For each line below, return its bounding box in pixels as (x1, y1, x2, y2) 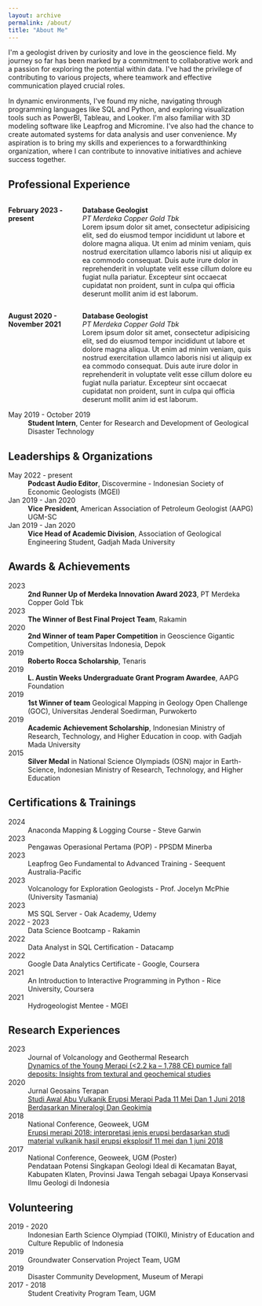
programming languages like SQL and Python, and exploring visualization (8, 105, 245, 114)
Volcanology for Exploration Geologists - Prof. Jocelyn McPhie (27, 884, 230, 893)
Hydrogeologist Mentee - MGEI (27, 1001, 129, 1010)
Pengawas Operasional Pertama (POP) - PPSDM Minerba (27, 842, 213, 851)
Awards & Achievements (8, 560, 131, 574)
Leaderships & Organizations (8, 449, 153, 463)
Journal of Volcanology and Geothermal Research (27, 1053, 190, 1062)
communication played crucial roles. (8, 81, 126, 90)
